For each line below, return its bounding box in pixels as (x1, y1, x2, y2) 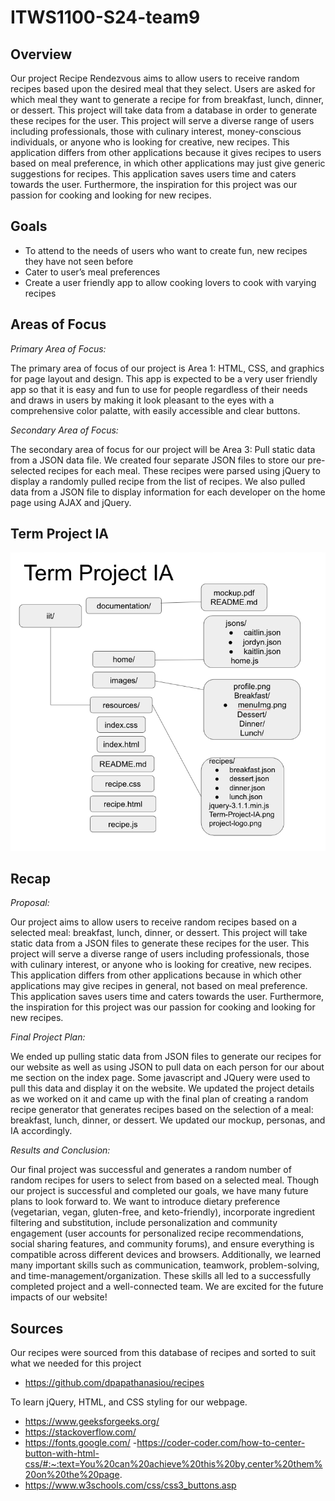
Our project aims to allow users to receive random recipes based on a (10, 916, 298, 928)
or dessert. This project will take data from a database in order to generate (10, 104, 318, 116)
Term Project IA (10, 526, 110, 543)
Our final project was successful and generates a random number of (10, 1164, 292, 1176)
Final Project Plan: (10, 1031, 86, 1043)
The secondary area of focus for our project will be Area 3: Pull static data (10, 443, 316, 455)
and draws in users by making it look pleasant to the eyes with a (10, 394, 275, 406)
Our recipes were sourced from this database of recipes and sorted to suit (10, 1347, 317, 1359)
